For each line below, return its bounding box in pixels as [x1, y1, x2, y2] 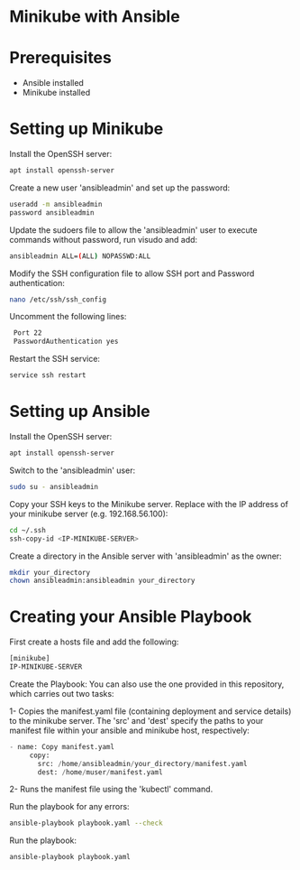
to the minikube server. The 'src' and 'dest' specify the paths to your [9, 715, 264, 726]
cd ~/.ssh [9, 525, 47, 534]
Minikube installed [22, 88, 91, 98]
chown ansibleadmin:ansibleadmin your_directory [9, 576, 195, 586]
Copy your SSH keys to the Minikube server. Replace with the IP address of [9, 498, 288, 509]
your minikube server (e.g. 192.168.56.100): [9, 508, 168, 519]
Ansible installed [22, 78, 84, 88]
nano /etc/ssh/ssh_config [9, 295, 106, 304]
